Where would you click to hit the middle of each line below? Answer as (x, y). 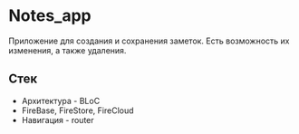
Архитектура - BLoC (61, 100)
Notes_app (50, 16)
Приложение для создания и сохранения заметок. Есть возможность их (149, 41)
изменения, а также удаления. (68, 50)
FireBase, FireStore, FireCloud (77, 110)
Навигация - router (58, 120)
